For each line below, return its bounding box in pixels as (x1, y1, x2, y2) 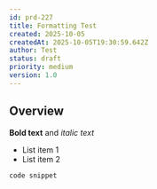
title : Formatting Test (9, 21, 98, 30)
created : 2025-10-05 (9, 29, 86, 38)
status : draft (9, 54, 62, 63)
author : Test (9, 46, 58, 55)
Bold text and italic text (9, 127, 95, 138)
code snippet (9, 170, 58, 180)
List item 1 (21, 144, 59, 155)
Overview (9, 104, 65, 119)
